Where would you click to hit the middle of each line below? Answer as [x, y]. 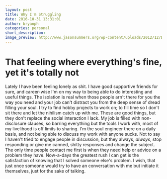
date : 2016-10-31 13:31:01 [33, 19]
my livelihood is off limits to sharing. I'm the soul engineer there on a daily [81, 129]
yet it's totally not [42, 73]
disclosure [16, 123]
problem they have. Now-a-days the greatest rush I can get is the [72, 155]
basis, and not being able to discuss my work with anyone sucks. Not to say [83, 134]
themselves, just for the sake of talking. [45, 171]
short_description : [25, 33]
